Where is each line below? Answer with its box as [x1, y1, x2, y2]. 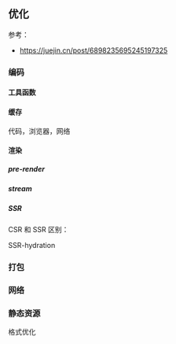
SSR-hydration [8, 240, 56, 250]
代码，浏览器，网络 [8, 126, 71, 135]
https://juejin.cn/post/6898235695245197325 [19, 46, 168, 55]
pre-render [8, 164, 46, 173]
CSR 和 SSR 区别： [8, 224, 69, 234]
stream [8, 184, 33, 194]
